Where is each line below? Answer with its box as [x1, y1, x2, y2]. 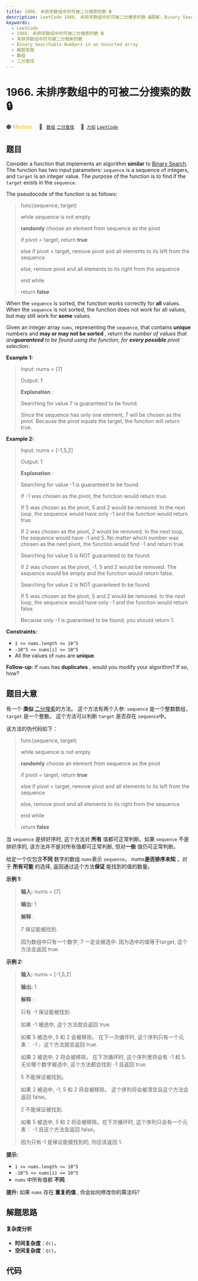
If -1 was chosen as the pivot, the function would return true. [20, 493, 168, 500]
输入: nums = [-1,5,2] [20, 971, 72, 978]
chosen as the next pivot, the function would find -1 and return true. [20, 541, 185, 548]
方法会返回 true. [20, 946, 60, 953]
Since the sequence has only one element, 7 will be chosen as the [20, 411, 181, 418]
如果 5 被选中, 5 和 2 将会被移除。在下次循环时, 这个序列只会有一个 [20, 1119, 183, 1126]
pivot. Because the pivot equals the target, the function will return [20, 418, 180, 425]
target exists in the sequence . [6, 179, 77, 186]
